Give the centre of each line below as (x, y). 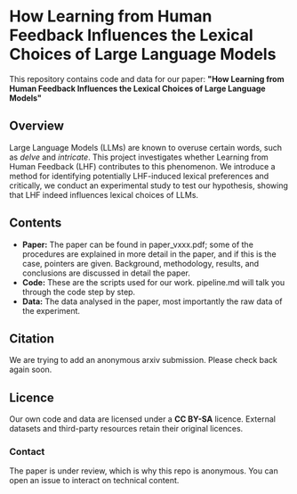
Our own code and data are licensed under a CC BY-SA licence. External (142, 419)
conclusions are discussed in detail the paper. (106, 273)
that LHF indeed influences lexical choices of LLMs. (104, 194)
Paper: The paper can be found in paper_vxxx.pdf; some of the (137, 244)
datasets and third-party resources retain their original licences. (126, 429)
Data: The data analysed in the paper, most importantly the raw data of (152, 301)
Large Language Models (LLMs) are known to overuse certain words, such (146, 147)
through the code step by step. (79, 292)
